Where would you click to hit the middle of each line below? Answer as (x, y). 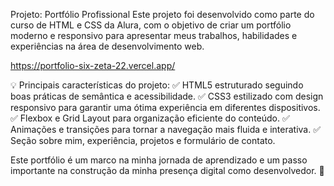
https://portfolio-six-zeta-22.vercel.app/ (93, 65)
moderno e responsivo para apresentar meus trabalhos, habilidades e (154, 35)
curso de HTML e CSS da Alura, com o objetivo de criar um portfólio (151, 25)
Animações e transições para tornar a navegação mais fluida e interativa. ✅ (166, 129)
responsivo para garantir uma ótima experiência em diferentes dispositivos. (165, 107)
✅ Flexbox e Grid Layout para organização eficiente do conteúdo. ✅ (150, 118)
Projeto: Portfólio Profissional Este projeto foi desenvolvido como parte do (162, 14)
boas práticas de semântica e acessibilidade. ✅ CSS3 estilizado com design (167, 96)
